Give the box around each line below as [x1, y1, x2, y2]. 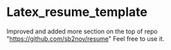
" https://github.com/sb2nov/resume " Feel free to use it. [6, 34, 165, 42]
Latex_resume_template [6, 4, 148, 20]
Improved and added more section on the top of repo [6, 27, 158, 35]
